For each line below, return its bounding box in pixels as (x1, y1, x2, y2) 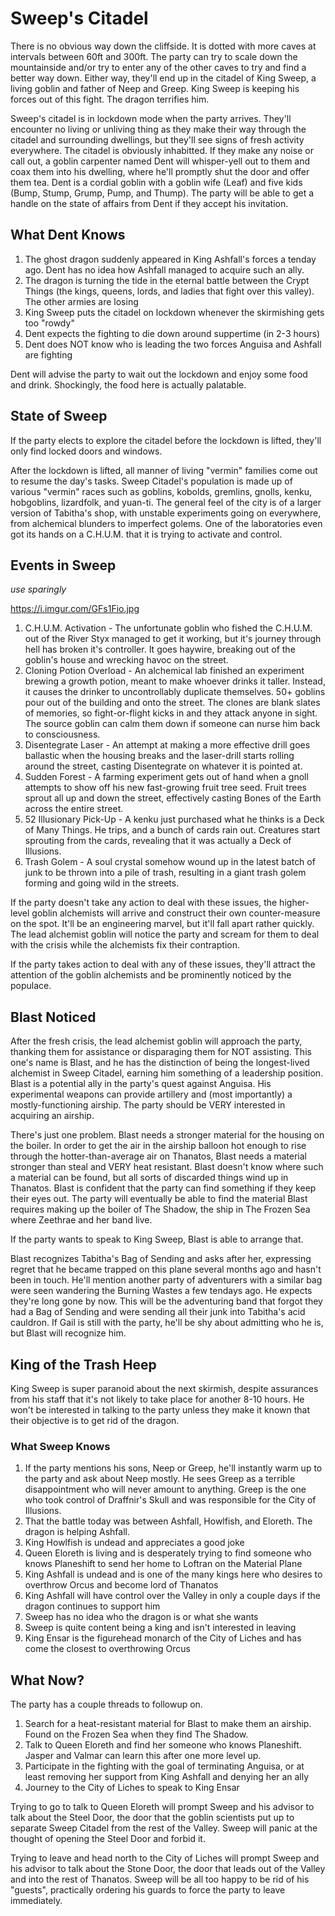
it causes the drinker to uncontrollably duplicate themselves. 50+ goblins (24, 686, 326, 698)
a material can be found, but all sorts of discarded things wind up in (10, 1172, 289, 1184)
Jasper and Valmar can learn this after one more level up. (24, 1750, 262, 1762)
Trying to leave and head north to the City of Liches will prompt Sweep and (10, 1852, 320, 1864)
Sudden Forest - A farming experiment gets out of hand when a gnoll (24, 771, 309, 783)
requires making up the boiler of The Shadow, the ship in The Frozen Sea (10, 1203, 311, 1216)
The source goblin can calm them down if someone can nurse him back (24, 718, 321, 730)
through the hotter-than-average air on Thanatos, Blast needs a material (10, 1150, 307, 1162)
